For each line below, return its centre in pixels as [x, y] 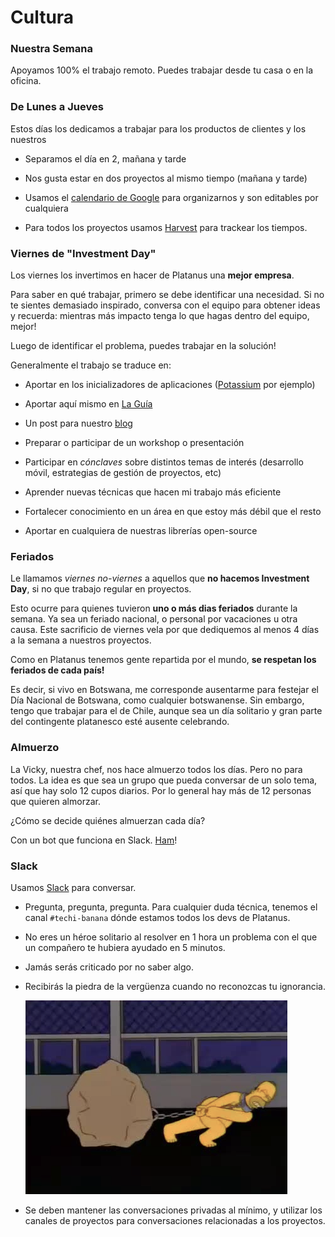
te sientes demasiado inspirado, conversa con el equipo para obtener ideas [165, 305]
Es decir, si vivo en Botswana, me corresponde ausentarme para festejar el [164, 690]
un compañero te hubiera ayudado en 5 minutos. [125, 947]
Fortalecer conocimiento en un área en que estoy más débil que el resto [173, 512]
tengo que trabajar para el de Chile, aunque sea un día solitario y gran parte [166, 711]
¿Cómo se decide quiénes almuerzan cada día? [108, 820]
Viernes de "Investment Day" [83, 253]
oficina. [26, 81]
